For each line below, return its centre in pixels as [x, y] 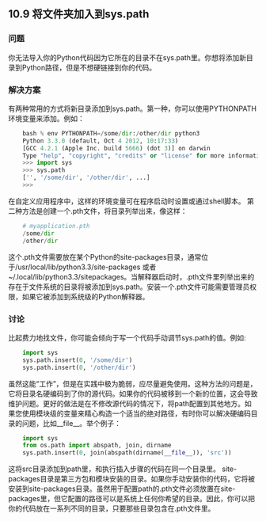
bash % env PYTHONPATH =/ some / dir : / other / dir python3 [111, 133]
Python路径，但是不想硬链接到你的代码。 [89, 67]
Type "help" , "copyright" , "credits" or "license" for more [123, 156]
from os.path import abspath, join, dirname [97, 446]
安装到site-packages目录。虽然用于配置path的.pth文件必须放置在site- [122, 489]
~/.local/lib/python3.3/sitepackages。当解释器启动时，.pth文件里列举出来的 [131, 276]
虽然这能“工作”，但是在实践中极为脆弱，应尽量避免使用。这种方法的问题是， [133, 383]
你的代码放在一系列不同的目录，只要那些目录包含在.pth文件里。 [112, 508]
